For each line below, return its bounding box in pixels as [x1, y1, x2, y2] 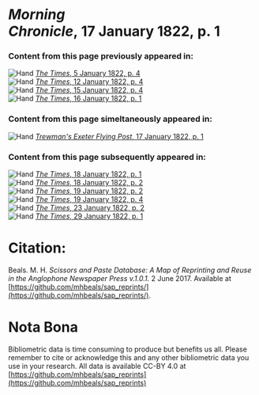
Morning [8, 6, 66, 24]
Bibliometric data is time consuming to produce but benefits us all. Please [8, 344, 247, 354]
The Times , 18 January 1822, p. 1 [35, 169, 142, 179]
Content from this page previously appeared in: [8, 51, 193, 62]
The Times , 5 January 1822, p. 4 [35, 69, 141, 78]
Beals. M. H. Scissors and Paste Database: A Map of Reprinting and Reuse [8, 265, 252, 275]
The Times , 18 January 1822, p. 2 [35, 178, 144, 188]
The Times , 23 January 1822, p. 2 [35, 203, 145, 213]
